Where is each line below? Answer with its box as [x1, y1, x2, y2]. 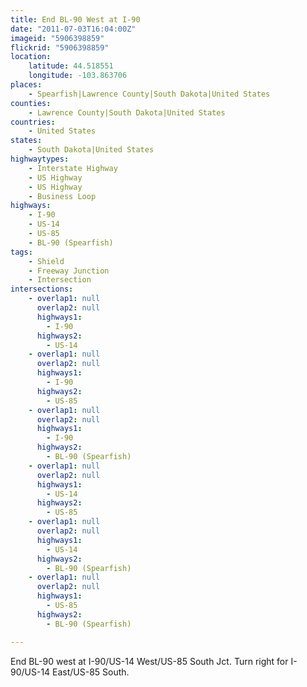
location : [10, 52, 52, 62]
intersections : [10, 284, 74, 295]
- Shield [28, 256, 65, 266]
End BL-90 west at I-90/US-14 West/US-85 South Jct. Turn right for [10, 655, 289, 667]
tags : [10, 247, 33, 257]
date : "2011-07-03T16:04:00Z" [10, 24, 137, 34]
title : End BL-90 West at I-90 [10, 14, 141, 25]
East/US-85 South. [52, 666, 130, 678]
